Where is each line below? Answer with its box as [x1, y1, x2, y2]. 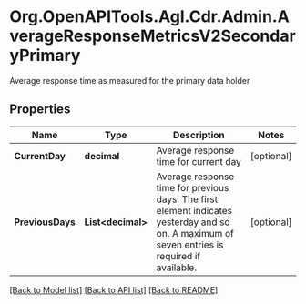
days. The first [156, 193, 219, 206]
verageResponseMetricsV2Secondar [9, 25, 296, 46]
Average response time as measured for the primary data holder [9, 75, 250, 86]
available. [156, 261, 198, 274]
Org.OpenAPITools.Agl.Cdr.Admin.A [9, 6, 290, 27]
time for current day [156, 155, 241, 167]
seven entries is [156, 238, 224, 251]
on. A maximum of [156, 227, 234, 239]
